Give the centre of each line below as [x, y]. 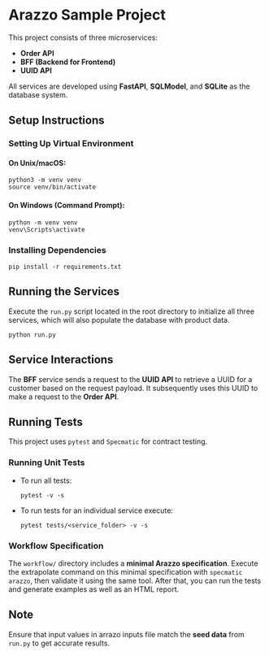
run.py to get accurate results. [59, 643]
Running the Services [64, 291]
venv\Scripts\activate [47, 229]
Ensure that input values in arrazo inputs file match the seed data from [127, 634]
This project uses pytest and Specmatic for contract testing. [108, 441]
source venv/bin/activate [52, 187]
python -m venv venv [43, 222]
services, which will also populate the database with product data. [119, 319]
